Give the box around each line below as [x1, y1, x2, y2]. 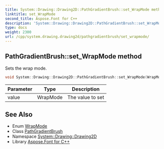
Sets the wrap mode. [5, 65, 47, 71]
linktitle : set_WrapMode [5, 12, 56, 17]
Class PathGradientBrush [12, 129, 63, 134]
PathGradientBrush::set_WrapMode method [5, 52, 142, 61]
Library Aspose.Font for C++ [12, 139, 70, 145]
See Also [5, 110, 33, 118]
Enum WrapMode [12, 123, 47, 129]
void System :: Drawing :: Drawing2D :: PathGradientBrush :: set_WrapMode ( [5, 74, 147, 79]
